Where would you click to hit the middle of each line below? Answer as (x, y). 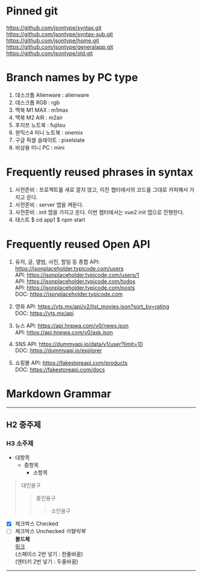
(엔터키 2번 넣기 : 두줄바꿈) (47, 561)
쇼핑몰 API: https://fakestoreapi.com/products (71, 362)
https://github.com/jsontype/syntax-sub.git (60, 34)
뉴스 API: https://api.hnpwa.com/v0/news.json (72, 325)
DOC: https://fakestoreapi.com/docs (60, 369)
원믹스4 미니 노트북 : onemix (49, 132)
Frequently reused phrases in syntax (100, 172)
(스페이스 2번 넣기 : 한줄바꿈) (49, 554)
